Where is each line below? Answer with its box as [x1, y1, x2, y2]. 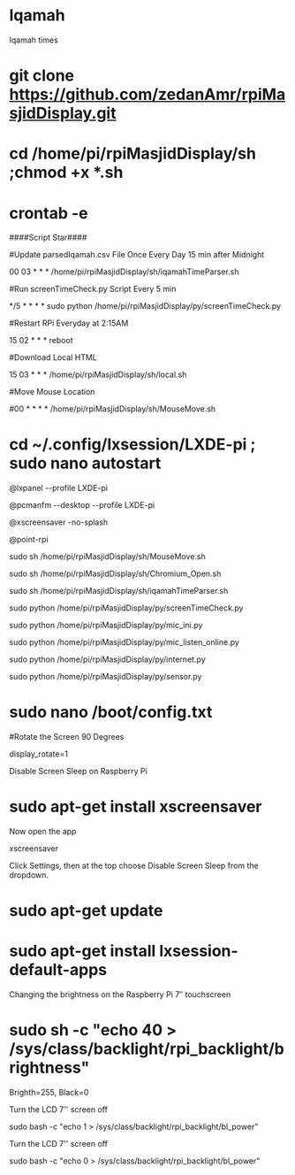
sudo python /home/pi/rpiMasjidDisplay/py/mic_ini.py [9, 620, 203, 631]
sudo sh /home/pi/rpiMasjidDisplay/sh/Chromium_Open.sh [9, 568, 222, 580]
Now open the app [9, 826, 77, 837]
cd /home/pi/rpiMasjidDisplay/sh [9, 143, 256, 164]
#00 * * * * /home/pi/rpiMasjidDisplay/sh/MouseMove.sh [9, 403, 216, 414]
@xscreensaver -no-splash [9, 517, 109, 527]
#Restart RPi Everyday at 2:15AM [9, 318, 129, 328]
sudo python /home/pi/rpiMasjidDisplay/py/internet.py [9, 654, 206, 664]
